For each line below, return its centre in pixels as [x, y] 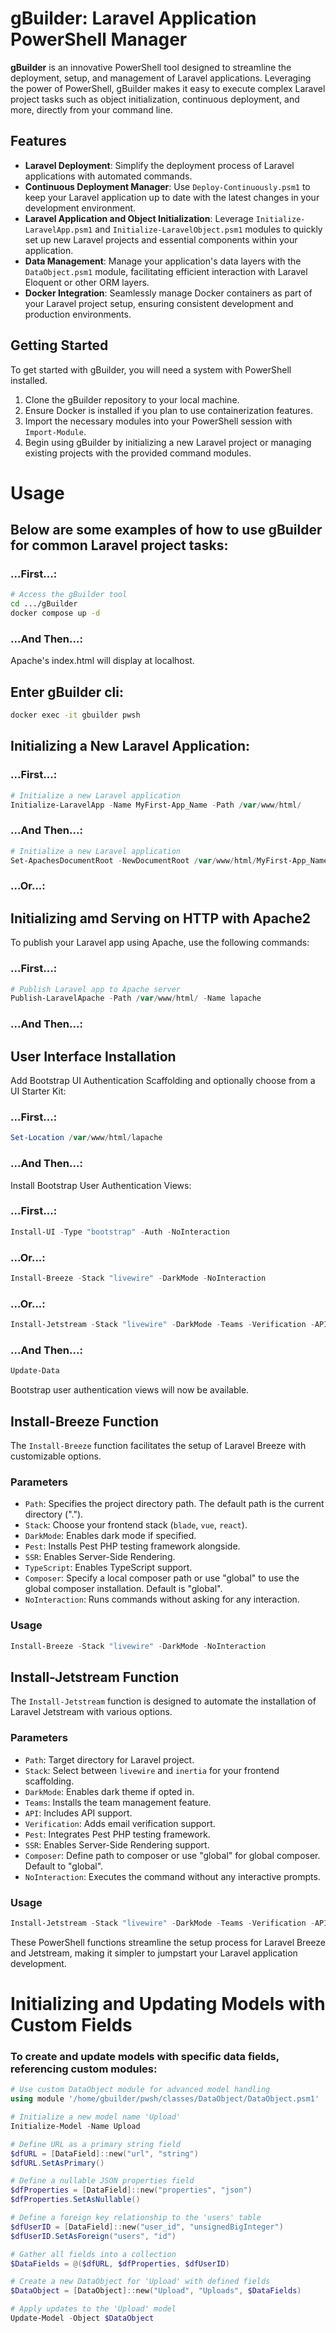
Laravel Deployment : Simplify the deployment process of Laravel [159, 165]
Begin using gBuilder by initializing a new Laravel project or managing [168, 442]
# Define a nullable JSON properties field [102, 2181]
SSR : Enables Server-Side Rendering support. [117, 1844]
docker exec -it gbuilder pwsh [75, 715]
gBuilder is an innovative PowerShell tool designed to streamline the [151, 67]
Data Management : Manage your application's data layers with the [163, 261]
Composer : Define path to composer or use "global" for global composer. [172, 1855]
